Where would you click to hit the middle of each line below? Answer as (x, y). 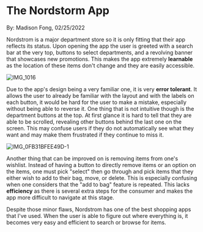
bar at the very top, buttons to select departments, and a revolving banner (100, 52)
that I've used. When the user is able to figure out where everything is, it (97, 215)
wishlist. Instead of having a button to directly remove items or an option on (102, 165)
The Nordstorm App (58, 11)
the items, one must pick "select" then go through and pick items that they (100, 171)
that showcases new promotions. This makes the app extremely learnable (100, 59)
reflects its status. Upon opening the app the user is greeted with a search (100, 46)
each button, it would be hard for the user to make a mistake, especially (96, 102)
